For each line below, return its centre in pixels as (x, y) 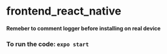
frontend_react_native (64, 11)
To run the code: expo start (48, 44)
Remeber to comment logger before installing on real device (83, 28)
